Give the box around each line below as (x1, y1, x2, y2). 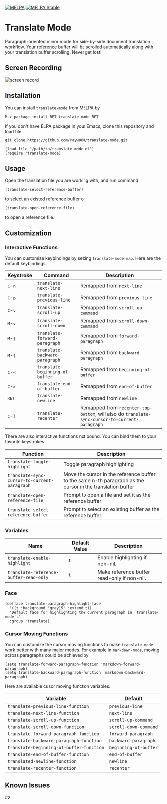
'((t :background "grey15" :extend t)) (9, 605, 92, 610)
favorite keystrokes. (5, 439, 46, 445)
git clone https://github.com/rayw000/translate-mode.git (5, 137, 128, 143)
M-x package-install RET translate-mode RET (5, 114, 99, 119)
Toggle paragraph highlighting (63, 461, 134, 468)
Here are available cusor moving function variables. (5, 683, 111, 689)
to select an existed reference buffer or (5, 196, 85, 202)
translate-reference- (7, 570, 59, 575)
